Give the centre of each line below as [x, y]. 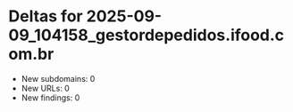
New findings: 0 [50, 97]
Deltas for [46, 16]
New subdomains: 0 [58, 78]
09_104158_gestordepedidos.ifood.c [146, 35]
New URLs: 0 [46, 88]
